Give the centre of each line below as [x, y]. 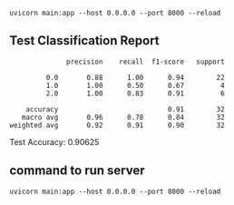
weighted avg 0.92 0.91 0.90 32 [117, 125]
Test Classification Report [85, 41]
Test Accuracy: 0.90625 [54, 142]
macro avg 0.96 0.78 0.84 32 [123, 117]
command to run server [77, 171]
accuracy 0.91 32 [125, 109]
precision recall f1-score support [146, 62]
